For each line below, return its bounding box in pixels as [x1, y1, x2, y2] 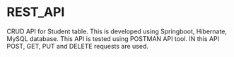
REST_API [6, 4, 65, 20]
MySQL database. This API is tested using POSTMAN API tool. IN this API [6, 34, 220, 42]
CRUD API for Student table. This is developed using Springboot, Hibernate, [6, 27, 228, 35]
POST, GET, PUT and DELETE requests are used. [6, 42, 149, 50]
